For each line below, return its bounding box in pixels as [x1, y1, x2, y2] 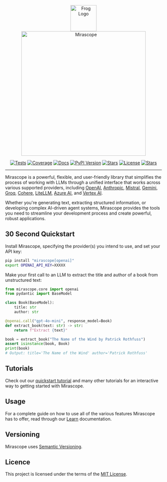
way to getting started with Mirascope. [5, 383, 84, 389]
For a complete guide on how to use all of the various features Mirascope [5, 410, 155, 416]
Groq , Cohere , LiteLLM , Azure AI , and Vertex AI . [5, 190, 103, 196]
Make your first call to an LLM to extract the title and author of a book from [5, 271, 158, 278]
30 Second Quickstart [5, 230, 75, 239]
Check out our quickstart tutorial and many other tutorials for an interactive [5, 377, 159, 383]
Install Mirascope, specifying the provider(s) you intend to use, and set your [5, 243, 161, 249]
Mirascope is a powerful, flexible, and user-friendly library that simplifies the [5, 174, 162, 180]
